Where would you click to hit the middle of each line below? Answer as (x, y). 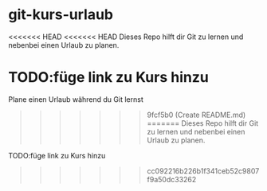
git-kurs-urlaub (61, 15)
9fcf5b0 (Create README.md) (196, 115)
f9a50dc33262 (172, 179)
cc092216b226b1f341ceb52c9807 (203, 171)
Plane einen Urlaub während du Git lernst (76, 99)
